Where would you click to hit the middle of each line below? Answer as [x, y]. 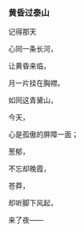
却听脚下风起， [33, 203]
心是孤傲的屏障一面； [43, 135]
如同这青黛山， [33, 100]
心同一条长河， [33, 49]
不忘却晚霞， [29, 169]
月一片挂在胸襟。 [36, 83]
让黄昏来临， [29, 66]
